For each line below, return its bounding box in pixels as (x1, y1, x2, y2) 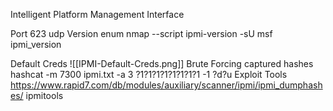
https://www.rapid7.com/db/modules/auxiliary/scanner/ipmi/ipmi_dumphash (10, 79, 323, 91)
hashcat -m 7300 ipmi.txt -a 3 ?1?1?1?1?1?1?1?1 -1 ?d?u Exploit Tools (10, 69, 288, 80)
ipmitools (25, 90, 64, 101)
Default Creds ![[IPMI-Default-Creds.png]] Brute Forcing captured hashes (10, 58, 314, 69)
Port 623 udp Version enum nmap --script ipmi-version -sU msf (10, 28, 273, 39)
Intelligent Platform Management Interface (10, 9, 185, 20)
